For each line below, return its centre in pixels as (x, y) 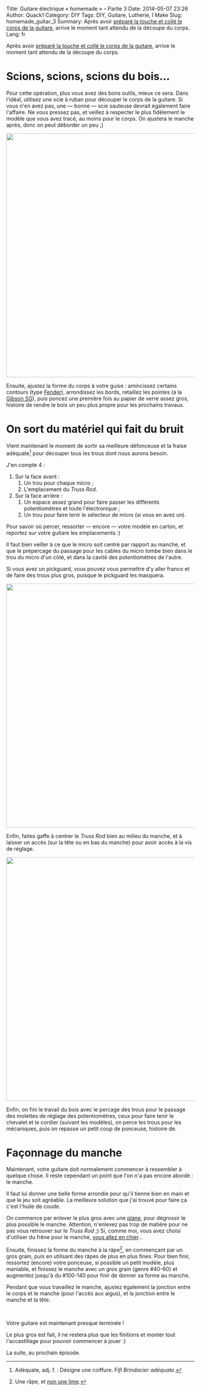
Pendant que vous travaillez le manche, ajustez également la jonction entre (98, 1287)
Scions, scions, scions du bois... (88, 77)
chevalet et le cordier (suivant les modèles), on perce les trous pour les (94, 1122)
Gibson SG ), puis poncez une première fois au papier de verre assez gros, (98, 398)
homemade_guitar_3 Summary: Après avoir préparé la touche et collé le (94, 21)
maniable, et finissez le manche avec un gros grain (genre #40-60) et (92, 1269)
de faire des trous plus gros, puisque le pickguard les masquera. (85, 575)
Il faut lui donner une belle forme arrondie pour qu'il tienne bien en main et (98, 1193)
